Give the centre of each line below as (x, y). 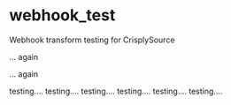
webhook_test (62, 15)
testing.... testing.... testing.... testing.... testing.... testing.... (116, 91)
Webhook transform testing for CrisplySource (92, 40)
